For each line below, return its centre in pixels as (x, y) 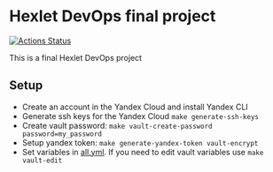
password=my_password (62, 134)
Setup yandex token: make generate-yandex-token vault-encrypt (140, 142)
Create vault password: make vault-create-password (117, 125)
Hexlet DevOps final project (113, 16)
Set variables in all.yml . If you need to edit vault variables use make (143, 152)
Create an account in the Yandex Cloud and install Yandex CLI (135, 107)
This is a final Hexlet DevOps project (76, 57)
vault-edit (42, 161)
